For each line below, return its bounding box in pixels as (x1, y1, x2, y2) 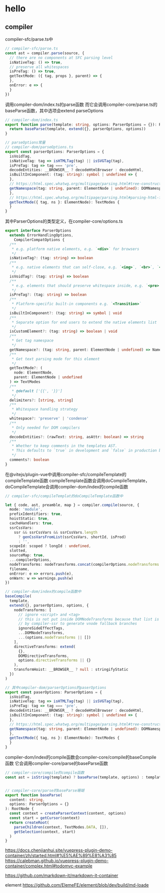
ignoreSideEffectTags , (18, 626, 65, 631)
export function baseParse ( (5, 792, 63, 797)
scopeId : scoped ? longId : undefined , (9, 544, 91, 549)
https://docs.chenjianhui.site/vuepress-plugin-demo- (5, 847, 113, 853)
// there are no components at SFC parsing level (9, 55, 113, 60)
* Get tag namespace (11, 338, 54, 343)
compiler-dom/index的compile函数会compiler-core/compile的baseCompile (5, 755, 157, 760)
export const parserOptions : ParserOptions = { (5, 149, 105, 154)
